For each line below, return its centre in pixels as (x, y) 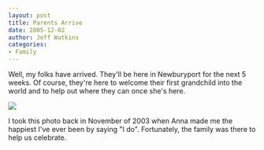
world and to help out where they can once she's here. (97, 91)
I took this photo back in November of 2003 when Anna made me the (121, 121)
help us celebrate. (37, 137)
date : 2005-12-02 (37, 30)
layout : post (30, 15)
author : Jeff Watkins (44, 37)
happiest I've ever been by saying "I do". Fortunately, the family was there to (132, 129)
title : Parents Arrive (45, 23)
